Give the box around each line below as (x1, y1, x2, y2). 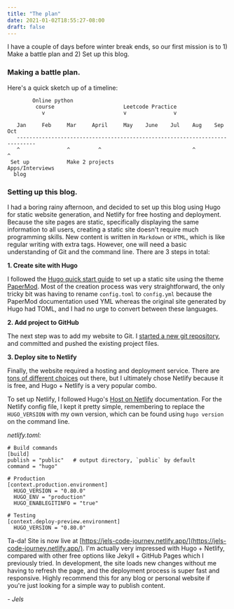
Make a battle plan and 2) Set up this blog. (7, 50, 130, 58)
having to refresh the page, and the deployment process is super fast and (7, 566, 220, 575)
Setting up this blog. (7, 187, 78, 196)
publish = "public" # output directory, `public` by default (7, 457, 196, 464)
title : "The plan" (7, 10, 61, 18)
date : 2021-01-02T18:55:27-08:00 (7, 17, 105, 24)
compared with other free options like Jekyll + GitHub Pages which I (7, 551, 205, 560)
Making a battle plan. (7, 67, 81, 77)
